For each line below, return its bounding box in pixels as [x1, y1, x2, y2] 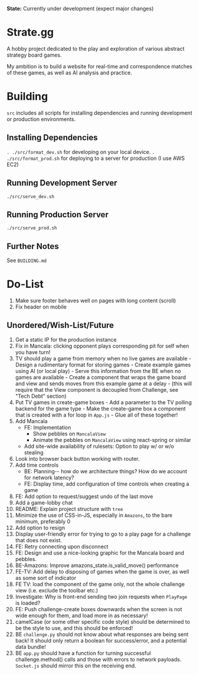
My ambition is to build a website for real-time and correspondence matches [6, 63, 193, 70]
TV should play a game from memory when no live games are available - [15, 355, 192, 362]
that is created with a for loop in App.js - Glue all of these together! [15, 411, 179, 418]
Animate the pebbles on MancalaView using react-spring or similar [32, 436, 192, 443]
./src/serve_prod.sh [6, 225, 58, 231]
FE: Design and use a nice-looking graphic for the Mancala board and [15, 549, 184, 556]
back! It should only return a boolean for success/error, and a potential [15, 637, 187, 644]
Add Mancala [15, 417, 48, 424]
